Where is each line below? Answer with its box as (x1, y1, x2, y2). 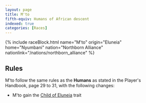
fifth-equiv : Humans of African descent (5, 16, 90, 21)
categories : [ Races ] (5, 26, 48, 31)
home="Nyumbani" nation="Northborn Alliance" (5, 45, 104, 51)
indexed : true (5, 21, 35, 26)
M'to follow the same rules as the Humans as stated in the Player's (5, 77, 142, 83)
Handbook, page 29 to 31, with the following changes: (5, 82, 115, 88)
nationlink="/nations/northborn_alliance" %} (5, 50, 95, 56)
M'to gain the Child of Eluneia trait (12, 92, 82, 98)
